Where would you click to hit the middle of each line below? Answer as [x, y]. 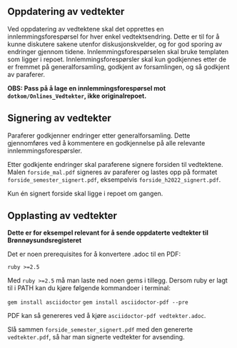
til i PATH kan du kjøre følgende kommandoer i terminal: [89, 288]
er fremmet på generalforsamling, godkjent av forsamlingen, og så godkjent [118, 66]
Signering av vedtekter [60, 118]
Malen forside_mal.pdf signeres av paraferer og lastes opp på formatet [112, 172]
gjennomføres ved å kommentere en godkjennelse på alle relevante [106, 143]
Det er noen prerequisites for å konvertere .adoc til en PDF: [94, 254]
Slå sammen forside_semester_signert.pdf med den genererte [100, 329]
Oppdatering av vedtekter [66, 12]
